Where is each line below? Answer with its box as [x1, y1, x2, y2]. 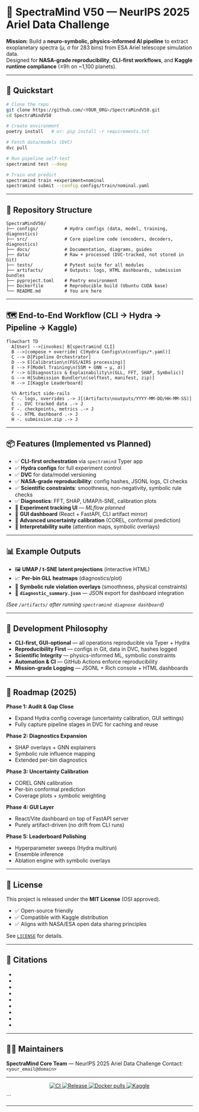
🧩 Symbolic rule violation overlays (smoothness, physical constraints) [14, 583, 188, 590]
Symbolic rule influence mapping [14, 750, 96, 758]
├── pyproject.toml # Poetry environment [6, 278, 118, 284]
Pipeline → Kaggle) [6, 323, 78, 333]
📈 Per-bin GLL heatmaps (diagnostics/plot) [14, 574, 123, 581]
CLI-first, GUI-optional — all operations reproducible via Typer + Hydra [14, 639, 190, 647]
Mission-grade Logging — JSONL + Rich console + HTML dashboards [14, 664, 188, 671]
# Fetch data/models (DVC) [6, 140, 73, 145]
